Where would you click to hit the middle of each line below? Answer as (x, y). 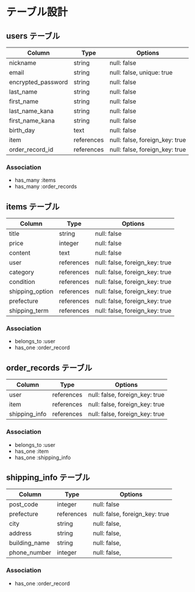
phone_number (30, 553)
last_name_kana (32, 111)
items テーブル (33, 207)
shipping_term (29, 311)
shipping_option (31, 292)
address (20, 533)
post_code (24, 504)
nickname (23, 63)
